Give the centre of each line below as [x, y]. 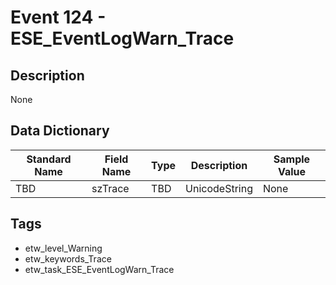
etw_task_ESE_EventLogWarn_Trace [99, 269]
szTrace [110, 188]
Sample [292, 159]
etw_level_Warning [63, 248]
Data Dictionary [60, 131]
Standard [49, 159]
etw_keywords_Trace [68, 258]
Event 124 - [58, 17]
